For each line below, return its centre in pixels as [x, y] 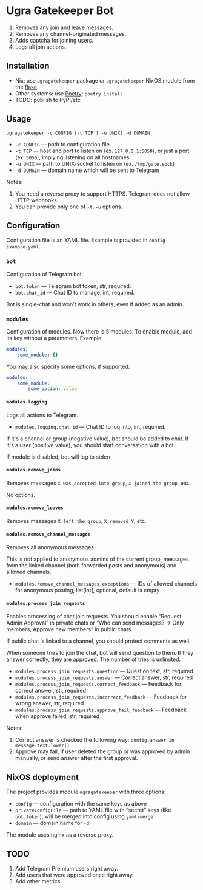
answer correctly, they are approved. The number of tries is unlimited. [93, 659]
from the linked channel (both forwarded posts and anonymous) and [92, 566]
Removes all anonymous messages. [51, 547]
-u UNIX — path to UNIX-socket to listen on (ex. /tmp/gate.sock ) [95, 163]
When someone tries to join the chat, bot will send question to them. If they [100, 653]
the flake [26, 87]
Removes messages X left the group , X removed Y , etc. [76, 521]
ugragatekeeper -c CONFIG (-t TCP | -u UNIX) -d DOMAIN [78, 133]
